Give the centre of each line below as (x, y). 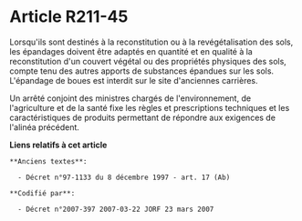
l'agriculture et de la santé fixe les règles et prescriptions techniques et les (150, 107)
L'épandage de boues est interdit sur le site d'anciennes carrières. (134, 80)
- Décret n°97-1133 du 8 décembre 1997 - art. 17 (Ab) (124, 177)
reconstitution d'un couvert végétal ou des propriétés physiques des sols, (148, 61)
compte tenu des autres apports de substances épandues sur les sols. (142, 71)
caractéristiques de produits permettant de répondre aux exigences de (143, 117)
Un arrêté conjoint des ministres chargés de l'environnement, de (130, 98)
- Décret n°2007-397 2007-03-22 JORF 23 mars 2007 (116, 209)
